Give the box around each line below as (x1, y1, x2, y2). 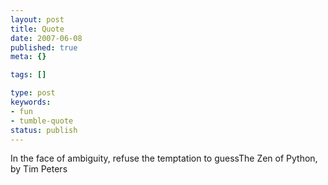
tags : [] (10, 70, 47, 80)
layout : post (10, 14, 65, 25)
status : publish (10, 125, 78, 135)
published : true (10, 42, 78, 53)
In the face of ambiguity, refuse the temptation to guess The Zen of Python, (10, 152, 318, 165)
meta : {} (10, 52, 47, 62)
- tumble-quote (10, 116, 74, 126)
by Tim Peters (10, 163, 68, 175)
